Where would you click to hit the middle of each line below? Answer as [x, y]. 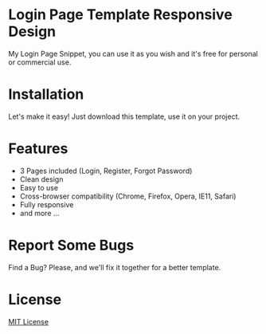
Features [38, 149]
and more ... [39, 213]
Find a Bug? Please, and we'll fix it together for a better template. [115, 267]
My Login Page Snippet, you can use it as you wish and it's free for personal [133, 53]
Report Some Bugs [71, 246]
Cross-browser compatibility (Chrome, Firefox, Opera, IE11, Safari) [128, 196]
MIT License [29, 321]
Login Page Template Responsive [120, 15]
